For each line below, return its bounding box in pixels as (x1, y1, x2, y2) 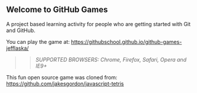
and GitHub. (6, 27, 36, 34)
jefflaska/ (6, 44, 29, 52)
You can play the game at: (6, 38, 70, 45)
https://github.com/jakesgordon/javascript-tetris (6, 80, 125, 87)
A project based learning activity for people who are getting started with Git (6, 20, 191, 27)
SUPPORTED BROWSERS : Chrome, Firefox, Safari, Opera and (35, 56, 187, 63)
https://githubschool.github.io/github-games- (71, 38, 182, 45)
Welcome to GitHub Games (6, 5, 108, 15)
